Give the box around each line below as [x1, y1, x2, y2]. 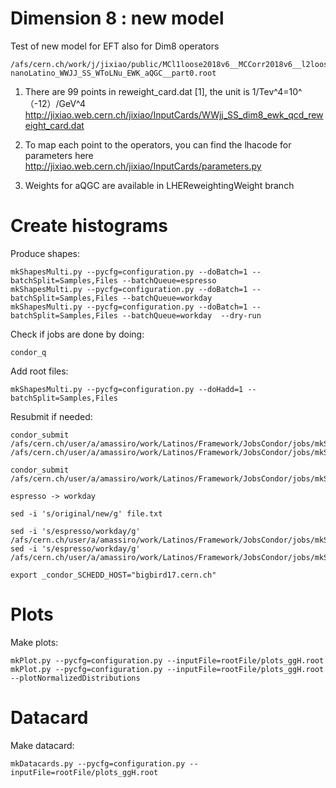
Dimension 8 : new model [10, 7, 225, 30]
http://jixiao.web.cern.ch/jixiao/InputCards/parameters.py [24, 160, 262, 172]
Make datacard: [10, 739, 75, 751]
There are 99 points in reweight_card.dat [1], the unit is [24, 85, 250, 97]
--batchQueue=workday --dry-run [121, 310, 262, 321]
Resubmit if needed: [10, 410, 93, 422]
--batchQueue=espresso [121, 275, 217, 286]
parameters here [24, 149, 94, 161]
